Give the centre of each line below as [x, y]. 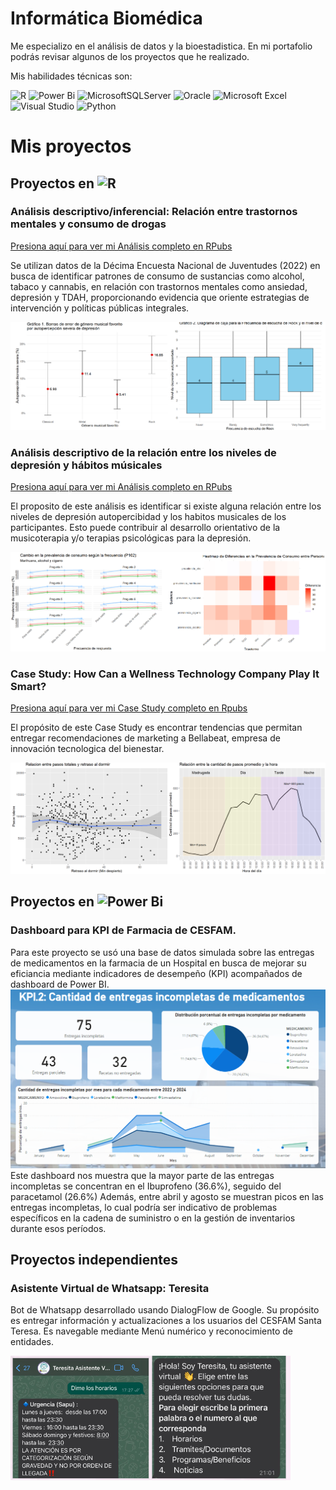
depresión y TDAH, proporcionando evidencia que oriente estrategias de [160, 297]
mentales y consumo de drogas [88, 224]
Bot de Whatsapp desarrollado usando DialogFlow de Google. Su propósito [165, 1310]
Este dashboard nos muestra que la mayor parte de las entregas [142, 1175]
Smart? [28, 686]
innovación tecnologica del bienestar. [87, 749]
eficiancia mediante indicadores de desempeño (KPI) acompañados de [156, 973]
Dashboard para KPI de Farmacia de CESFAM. [123, 930]
